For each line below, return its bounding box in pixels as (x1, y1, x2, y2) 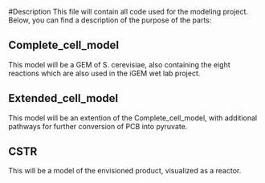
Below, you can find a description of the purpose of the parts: (8, 15, 212, 25)
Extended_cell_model (8, 91, 119, 105)
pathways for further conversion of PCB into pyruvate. (8, 121, 188, 131)
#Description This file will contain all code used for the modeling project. (8, 7, 249, 16)
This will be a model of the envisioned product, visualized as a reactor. (8, 166, 242, 176)
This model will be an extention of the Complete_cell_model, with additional (8, 112, 258, 123)
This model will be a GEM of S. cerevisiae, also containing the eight (8, 59, 230, 69)
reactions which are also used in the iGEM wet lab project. (8, 68, 201, 78)
